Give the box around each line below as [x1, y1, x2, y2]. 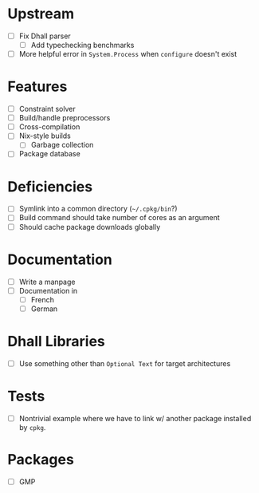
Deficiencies [7, 177, 93, 195]
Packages [7, 450, 75, 468]
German [30, 304, 58, 314]
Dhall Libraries [7, 332, 105, 350]
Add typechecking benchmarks [30, 41, 135, 49]
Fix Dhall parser [18, 31, 71, 41]
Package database [18, 149, 80, 159]
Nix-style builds [18, 131, 71, 140]
